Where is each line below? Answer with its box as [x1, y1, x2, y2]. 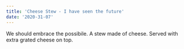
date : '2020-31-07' [6, 14, 54, 20]
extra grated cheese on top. [6, 36, 73, 43]
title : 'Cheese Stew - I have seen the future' [6, 8, 125, 15]
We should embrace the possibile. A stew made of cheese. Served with [6, 30, 179, 37]
